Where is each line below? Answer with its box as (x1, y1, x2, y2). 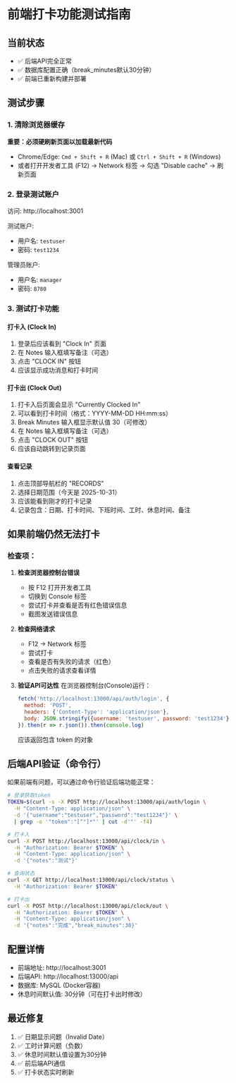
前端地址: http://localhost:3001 (17, 963, 106, 972)
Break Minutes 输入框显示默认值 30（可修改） (17, 418, 151, 427)
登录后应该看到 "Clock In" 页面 (17, 339, 107, 348)
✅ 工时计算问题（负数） (17, 1041, 87, 1050)
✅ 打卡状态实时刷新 (17, 1067, 75, 1076)
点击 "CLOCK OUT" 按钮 (17, 435, 88, 444)
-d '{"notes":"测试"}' (13, 857, 78, 864)
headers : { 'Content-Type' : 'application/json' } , (24, 708, 170, 715)
